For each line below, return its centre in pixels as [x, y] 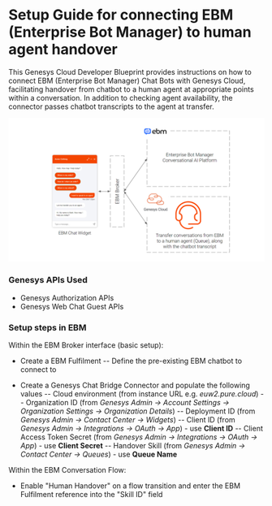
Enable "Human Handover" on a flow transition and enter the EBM [130, 486]
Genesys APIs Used [48, 280]
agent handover [63, 50]
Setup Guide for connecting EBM [121, 15]
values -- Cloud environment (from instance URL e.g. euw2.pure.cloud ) [139, 394]
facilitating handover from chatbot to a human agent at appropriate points [131, 89]
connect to [38, 370]
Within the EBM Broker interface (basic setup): [86, 345]
